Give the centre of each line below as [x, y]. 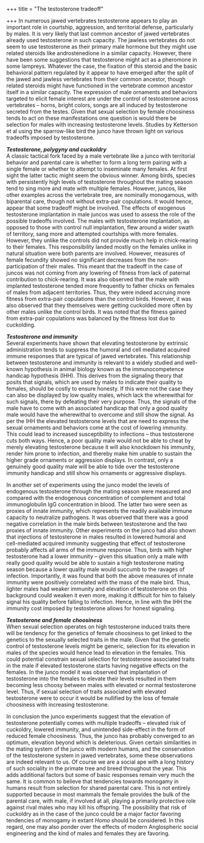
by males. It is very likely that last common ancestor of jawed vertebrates [98, 34]
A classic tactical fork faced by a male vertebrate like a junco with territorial [101, 156]
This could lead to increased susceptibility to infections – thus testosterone [100, 434]
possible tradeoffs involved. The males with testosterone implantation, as [98, 221]
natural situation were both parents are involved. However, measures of [96, 253]
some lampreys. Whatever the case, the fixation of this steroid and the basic [102, 66]
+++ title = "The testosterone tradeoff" [55, 9]
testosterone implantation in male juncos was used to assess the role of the [101, 214]
